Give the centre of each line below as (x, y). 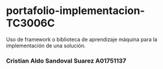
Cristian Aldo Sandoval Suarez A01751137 (66, 61)
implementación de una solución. (46, 46)
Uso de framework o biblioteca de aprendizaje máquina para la (82, 39)
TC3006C (31, 23)
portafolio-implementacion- (75, 11)
